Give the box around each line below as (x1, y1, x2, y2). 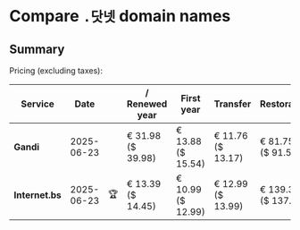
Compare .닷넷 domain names (9, 6, 231, 27)
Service (21, 98, 55, 110)
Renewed (126, 98, 168, 110)
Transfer (213, 98, 252, 110)
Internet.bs (13, 189, 62, 201)
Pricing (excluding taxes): (9, 65, 104, 76)
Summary (9, 41, 65, 56)
